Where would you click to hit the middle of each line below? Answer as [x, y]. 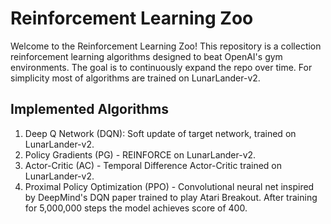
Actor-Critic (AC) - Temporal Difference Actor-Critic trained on [153, 165]
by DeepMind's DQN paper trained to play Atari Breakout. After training [171, 197]
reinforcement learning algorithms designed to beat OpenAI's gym [146, 56]
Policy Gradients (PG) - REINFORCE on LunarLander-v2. [140, 154]
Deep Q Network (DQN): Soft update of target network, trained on [160, 133]
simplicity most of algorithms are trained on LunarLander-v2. [135, 78]
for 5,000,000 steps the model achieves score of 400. [136, 208]
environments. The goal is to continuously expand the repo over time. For [161, 67]
